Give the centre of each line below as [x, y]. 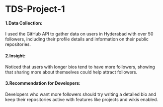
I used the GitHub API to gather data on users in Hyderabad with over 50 [79, 34]
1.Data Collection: [24, 23]
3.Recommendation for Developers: [43, 83]
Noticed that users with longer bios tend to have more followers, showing [80, 67]
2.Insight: [15, 56]
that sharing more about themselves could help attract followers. [71, 72]
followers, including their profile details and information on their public [77, 39]
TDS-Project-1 [35, 9]
